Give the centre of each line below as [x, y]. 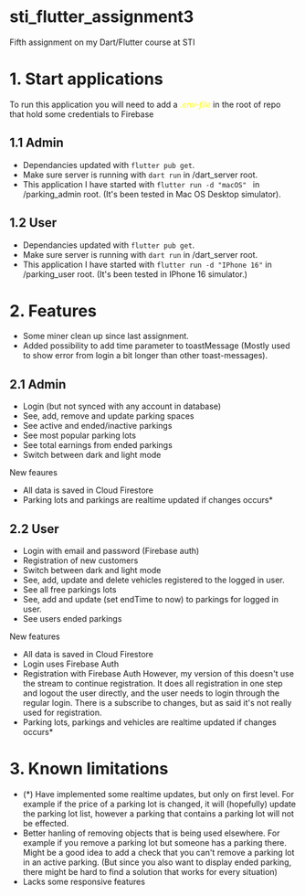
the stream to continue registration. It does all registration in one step [152, 684]
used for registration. [62, 713]
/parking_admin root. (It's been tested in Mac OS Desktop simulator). [152, 194]
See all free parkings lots [69, 590]
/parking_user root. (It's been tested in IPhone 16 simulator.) [135, 274]
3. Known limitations [89, 769]
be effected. [46, 823]
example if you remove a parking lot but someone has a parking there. [155, 843]
